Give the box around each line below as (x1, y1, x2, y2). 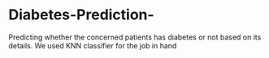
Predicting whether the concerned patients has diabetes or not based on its (8, 32, 262, 42)
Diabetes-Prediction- (8, 6, 154, 24)
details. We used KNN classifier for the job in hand (8, 40, 177, 50)
